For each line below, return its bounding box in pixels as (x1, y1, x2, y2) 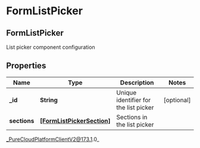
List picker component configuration (6, 43, 95, 51)
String (39, 96, 58, 104)
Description (120, 78, 154, 87)
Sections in (116, 113, 148, 121)
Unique (116, 88, 137, 96)
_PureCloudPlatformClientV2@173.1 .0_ (6, 136, 99, 143)
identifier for (116, 96, 151, 104)
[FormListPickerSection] (39, 116, 111, 125)
